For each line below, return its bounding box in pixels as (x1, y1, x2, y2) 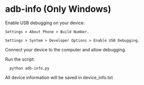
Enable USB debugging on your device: (5, 20, 85, 26)
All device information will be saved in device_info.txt (5, 74, 113, 80)
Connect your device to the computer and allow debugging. (5, 46, 127, 52)
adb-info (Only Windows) (5, 3, 111, 15)
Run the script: (5, 56, 35, 62)
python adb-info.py (9, 66, 50, 71)
